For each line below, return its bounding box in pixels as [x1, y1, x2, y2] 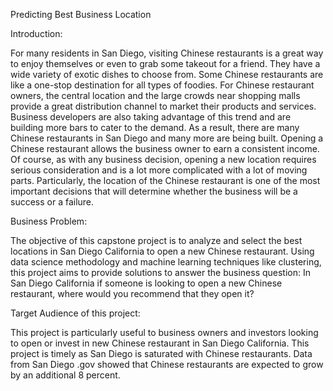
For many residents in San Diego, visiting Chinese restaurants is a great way [10, 47, 324, 59]
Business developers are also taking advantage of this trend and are [10, 111, 292, 123]
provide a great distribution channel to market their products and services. [10, 100, 317, 112]
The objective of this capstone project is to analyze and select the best [10, 235, 303, 246]
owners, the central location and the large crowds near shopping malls [10, 90, 301, 101]
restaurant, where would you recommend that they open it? [10, 288, 255, 299]
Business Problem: [10, 215, 88, 227]
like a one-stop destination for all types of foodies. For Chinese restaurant [10, 79, 315, 91]
